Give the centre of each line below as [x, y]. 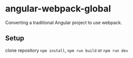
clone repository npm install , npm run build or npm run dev [67, 50]
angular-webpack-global [58, 9]
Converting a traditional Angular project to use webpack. [64, 22]
